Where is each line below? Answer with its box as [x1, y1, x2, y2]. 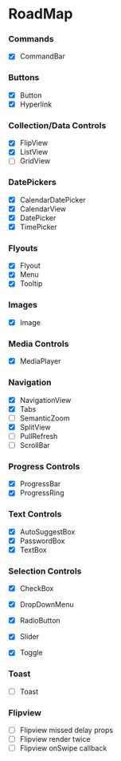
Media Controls [8, 338, 69, 349]
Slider [19, 632, 40, 642]
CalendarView [19, 203, 66, 213]
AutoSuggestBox [19, 526, 76, 537]
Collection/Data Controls [8, 119, 107, 131]
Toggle [19, 648, 43, 658]
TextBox [19, 545, 47, 554]
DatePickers [8, 177, 57, 188]
